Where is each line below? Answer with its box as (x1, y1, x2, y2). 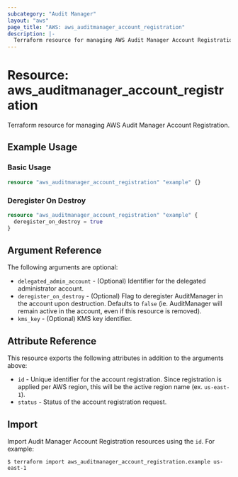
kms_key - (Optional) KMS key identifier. (17, 315, 132, 323)
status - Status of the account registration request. (17, 398, 167, 406)
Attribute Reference (7, 335, 97, 347)
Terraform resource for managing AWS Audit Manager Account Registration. (7, 121, 230, 130)
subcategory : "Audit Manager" (7, 10, 97, 18)
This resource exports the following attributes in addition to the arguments (7, 354, 225, 362)
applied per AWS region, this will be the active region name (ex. (17, 383, 203, 391)
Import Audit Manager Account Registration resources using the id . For (7, 437, 215, 445)
